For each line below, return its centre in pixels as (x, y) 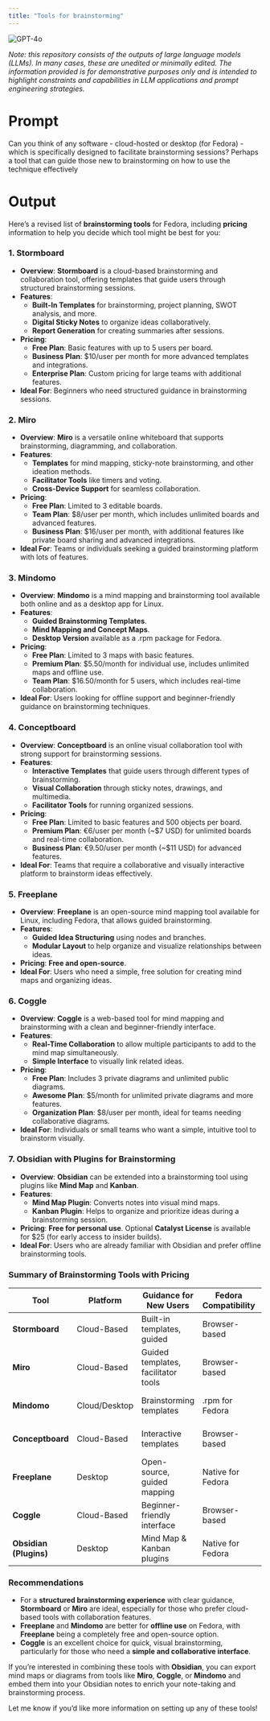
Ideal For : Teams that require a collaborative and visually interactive (132, 865)
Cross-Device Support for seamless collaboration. (116, 489)
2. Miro (22, 419)
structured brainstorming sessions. (78, 287)
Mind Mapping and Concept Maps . (91, 629)
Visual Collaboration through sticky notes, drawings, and (127, 788)
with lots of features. (54, 557)
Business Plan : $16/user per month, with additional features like (138, 531)
